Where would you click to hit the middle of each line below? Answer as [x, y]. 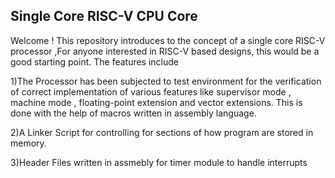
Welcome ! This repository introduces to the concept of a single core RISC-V [168, 40]
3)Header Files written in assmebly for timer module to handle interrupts [159, 162]
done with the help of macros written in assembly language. [133, 113]
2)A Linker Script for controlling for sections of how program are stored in [162, 132]
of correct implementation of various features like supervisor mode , [151, 91]
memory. [28, 143]
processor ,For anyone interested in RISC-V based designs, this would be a [165, 51]
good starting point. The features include [95, 61]
